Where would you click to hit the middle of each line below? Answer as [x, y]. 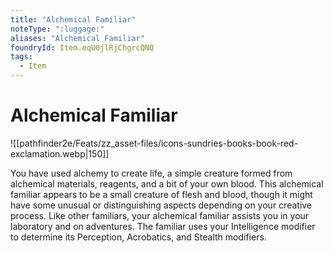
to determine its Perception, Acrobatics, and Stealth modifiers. [138, 237]
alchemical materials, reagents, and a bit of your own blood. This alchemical [167, 183]
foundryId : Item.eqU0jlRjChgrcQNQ [82, 47]
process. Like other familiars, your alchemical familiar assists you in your [160, 215]
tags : [21, 57]
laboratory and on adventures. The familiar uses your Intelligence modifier [163, 226]
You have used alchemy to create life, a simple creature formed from [151, 173]
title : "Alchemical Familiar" [73, 19]
